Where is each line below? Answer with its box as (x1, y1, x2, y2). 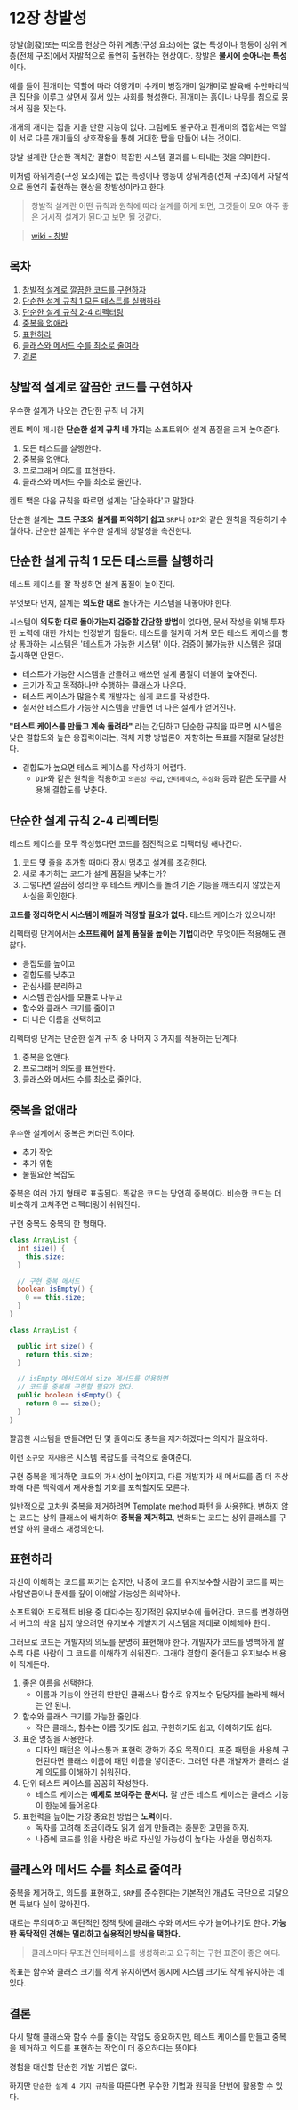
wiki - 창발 (30, 230, 68, 241)
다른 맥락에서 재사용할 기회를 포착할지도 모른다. (25, 1482, 189, 1493)
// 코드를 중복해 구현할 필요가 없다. (17, 1382, 135, 1392)
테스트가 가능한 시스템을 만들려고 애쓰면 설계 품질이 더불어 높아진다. (21, 669, 258, 680)
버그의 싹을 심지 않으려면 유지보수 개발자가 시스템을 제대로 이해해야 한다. (18, 1618, 270, 1629)
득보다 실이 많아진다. (18, 1898, 91, 1909)
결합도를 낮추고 (21, 970, 76, 980)
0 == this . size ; (25, 1293, 86, 1302)
